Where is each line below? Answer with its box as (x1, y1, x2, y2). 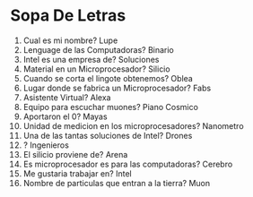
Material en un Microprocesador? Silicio (22, 64, 170, 74)
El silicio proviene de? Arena (22, 149, 128, 159)
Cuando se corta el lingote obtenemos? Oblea (22, 73, 194, 83)
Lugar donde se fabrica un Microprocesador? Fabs (22, 82, 212, 93)
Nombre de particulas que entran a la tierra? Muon (22, 177, 211, 188)
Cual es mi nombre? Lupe (22, 35, 118, 46)
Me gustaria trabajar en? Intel (22, 167, 133, 179)
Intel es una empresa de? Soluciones (22, 54, 160, 64)
